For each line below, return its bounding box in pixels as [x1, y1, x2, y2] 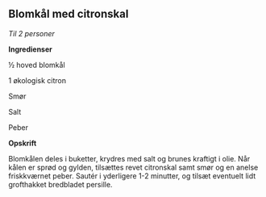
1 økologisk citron [8, 75, 67, 85]
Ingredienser [8, 44, 52, 54]
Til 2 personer [8, 28, 55, 38]
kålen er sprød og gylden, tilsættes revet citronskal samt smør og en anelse [8, 162, 259, 172]
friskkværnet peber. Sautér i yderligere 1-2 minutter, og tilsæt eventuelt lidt [8, 170, 256, 181]
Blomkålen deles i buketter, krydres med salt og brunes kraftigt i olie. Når [8, 153, 251, 163]
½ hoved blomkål [8, 60, 66, 69]
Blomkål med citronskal [8, 7, 129, 21]
